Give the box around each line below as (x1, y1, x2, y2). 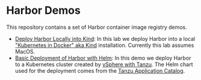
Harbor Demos (6, 4, 81, 17)
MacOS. (14, 48, 36, 55)
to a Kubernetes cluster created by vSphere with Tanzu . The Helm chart (14, 61, 194, 68)
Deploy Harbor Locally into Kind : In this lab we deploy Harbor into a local (14, 35, 196, 42)
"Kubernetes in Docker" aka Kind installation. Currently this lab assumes (14, 42, 194, 49)
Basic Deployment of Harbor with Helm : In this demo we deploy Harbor (14, 54, 191, 61)
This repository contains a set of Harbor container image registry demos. (6, 23, 188, 31)
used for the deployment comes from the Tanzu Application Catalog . (14, 67, 185, 74)
